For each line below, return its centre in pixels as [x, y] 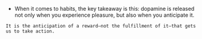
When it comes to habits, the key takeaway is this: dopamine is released [104, 9]
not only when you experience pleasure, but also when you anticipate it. [104, 15]
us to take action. [30, 31]
